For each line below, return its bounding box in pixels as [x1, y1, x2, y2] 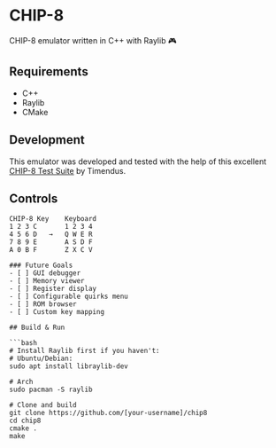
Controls [9, 191, 58, 206]
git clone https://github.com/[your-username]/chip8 [9, 409, 208, 418]
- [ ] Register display [9, 285, 97, 294]
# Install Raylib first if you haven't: [9, 347, 161, 356]
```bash [9, 339, 38, 348]
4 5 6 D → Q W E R [9, 230, 93, 240]
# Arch [9, 378, 34, 387]
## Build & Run [9, 323, 65, 333]
